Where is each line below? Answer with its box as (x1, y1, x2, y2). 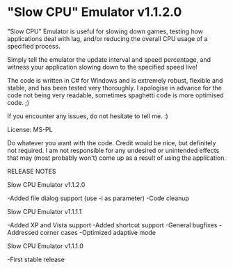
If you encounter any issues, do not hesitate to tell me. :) (7, 112, 168, 120)
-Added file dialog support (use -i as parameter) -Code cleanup (7, 194, 190, 202)
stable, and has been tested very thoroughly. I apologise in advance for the (7, 83, 223, 92)
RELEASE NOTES (7, 167, 57, 175)
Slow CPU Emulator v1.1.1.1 (7, 207, 82, 215)
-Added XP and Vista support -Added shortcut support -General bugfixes (7, 220, 218, 229)
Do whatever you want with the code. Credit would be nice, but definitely (7, 138, 216, 147)
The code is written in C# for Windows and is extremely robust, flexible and (7, 76, 223, 84)
